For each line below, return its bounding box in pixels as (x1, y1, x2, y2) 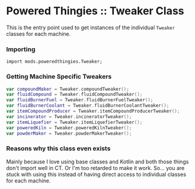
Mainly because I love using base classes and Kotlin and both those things (6, 158, 189, 165)
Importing (6, 45, 36, 53)
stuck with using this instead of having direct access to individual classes (6, 171, 187, 178)
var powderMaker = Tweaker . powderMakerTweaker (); (6, 130, 132, 137)
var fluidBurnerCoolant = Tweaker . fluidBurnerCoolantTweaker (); (6, 103, 169, 109)
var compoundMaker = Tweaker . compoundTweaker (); (6, 86, 129, 92)
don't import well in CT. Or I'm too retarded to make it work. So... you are (6, 164, 185, 171)
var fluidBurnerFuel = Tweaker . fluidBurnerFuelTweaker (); (6, 97, 153, 103)
